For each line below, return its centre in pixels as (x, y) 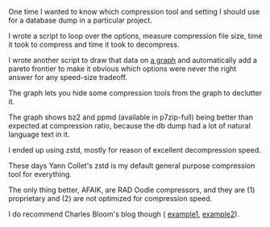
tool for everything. (40, 174)
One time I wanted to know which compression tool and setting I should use (134, 12)
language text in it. (39, 134)
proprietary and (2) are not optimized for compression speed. (110, 198)
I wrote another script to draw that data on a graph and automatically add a (133, 60)
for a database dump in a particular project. (81, 20)
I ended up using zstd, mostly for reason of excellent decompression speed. (135, 150)
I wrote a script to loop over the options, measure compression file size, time (136, 36)
